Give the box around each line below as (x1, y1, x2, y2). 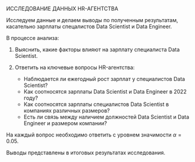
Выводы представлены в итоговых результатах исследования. (6, 149, 165, 156)
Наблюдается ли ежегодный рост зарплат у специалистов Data (23, 76, 185, 82)
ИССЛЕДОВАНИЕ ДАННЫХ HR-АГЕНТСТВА (6, 5, 119, 12)
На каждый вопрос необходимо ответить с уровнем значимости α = (6, 131, 182, 138)
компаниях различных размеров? (23, 107, 110, 114)
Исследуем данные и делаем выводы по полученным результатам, (6, 17, 178, 23)
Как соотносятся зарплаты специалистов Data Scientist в (23, 101, 169, 108)
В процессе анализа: (6, 35, 59, 41)
